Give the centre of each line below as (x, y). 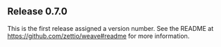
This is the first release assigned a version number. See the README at (110, 28)
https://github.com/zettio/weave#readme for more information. (99, 36)
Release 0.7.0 (38, 12)
